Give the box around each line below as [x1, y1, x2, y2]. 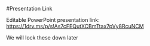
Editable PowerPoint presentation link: [6, 17, 100, 23]
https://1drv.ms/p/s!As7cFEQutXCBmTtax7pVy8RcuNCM [6, 23, 145, 29]
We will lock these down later [6, 34, 79, 41]
